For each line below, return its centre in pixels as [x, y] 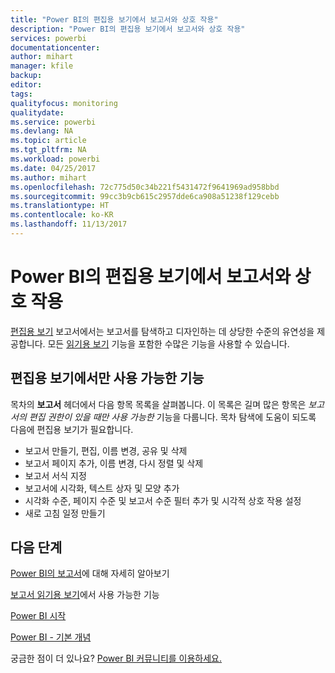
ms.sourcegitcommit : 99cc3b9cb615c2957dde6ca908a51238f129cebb [145, 196]
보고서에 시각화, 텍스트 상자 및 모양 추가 [102, 488]
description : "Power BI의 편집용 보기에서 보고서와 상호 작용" [128, 29]
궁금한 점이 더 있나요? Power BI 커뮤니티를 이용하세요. [116, 658]
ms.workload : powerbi [55, 159]
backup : [26, 76]
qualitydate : [37, 112]
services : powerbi [48, 38]
